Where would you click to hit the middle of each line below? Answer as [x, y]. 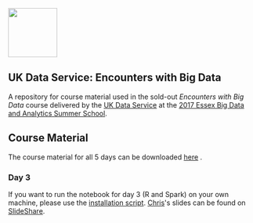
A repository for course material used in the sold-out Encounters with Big [126, 97]
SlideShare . [27, 210]
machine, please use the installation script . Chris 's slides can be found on [127, 203]
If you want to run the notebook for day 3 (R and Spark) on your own [119, 194]
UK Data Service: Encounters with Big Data [115, 78]
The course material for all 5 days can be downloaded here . [105, 157]
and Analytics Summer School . [58, 113]
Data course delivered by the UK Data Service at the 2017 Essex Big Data [126, 104]
